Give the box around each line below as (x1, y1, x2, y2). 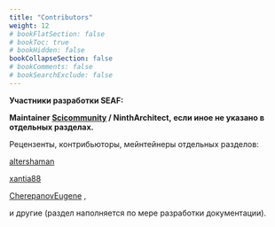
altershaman (9, 156, 55, 167)
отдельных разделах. (9, 121, 94, 132)
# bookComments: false (9, 63, 93, 72)
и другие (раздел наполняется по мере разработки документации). (9, 207, 267, 218)
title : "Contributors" (9, 12, 93, 22)
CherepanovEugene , (9, 190, 87, 200)
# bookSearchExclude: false (9, 71, 114, 80)
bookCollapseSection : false (9, 54, 114, 63)
